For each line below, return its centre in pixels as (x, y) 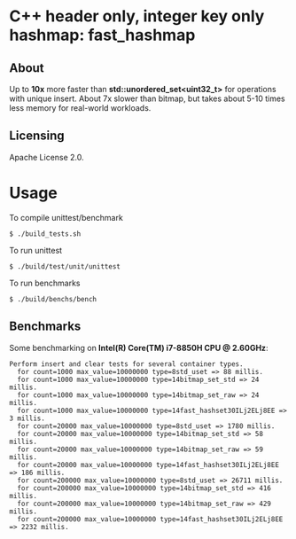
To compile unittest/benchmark (66, 217)
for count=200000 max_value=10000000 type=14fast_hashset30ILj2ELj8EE (150, 519)
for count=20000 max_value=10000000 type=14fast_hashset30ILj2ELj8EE (148, 465)
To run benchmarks (45, 283)
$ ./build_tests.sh (45, 234)
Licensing (37, 136)
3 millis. (27, 418)
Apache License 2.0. (47, 157)
